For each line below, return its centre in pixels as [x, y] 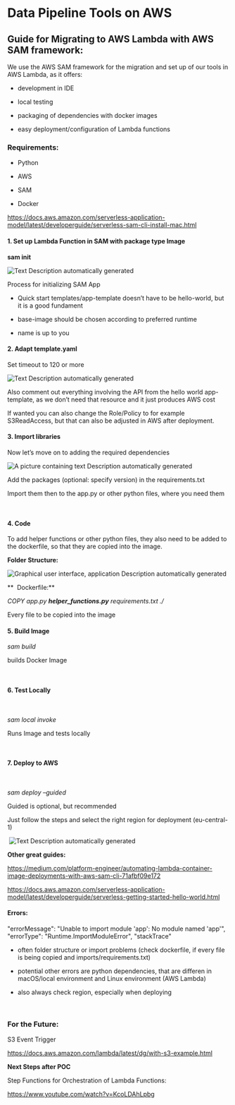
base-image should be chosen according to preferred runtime [107, 319]
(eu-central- [210, 819]
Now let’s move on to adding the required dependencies [89, 452]
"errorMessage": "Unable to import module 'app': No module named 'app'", [116, 929]
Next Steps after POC [39, 1067]
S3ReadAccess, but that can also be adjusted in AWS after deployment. [111, 421]
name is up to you [43, 332]
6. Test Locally [29, 690]
